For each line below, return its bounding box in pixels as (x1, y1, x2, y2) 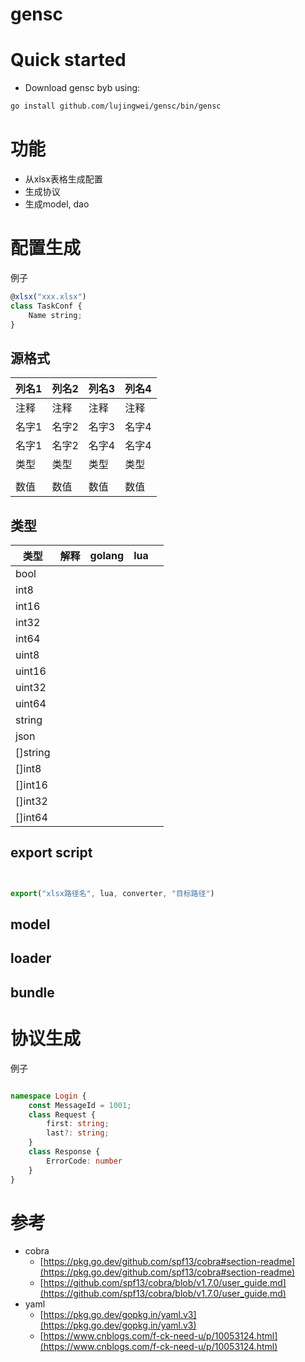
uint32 (15, 681, 47, 694)
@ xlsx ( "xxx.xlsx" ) (10, 291, 87, 302)
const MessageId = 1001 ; (28, 1100, 132, 1110)
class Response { (28, 1147, 101, 1157)
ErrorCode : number (46, 1156, 123, 1166)
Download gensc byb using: (24, 82, 141, 94)
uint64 (15, 697, 47, 710)
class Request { (28, 1109, 97, 1120)
